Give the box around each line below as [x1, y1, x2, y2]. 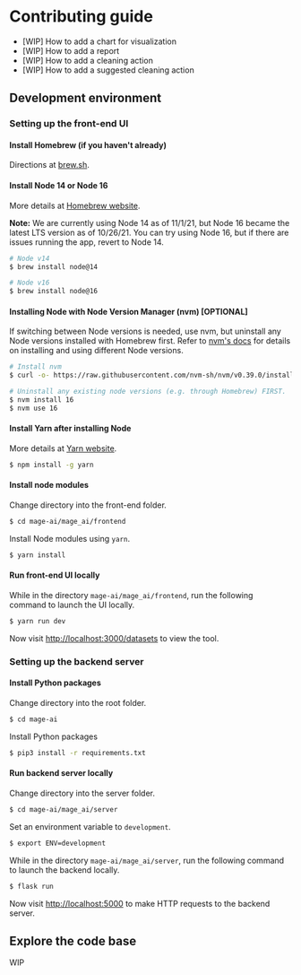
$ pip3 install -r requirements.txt [9, 748, 146, 757]
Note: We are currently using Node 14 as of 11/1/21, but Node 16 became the [9, 217, 290, 228]
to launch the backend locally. [9, 864, 120, 875]
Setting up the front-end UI [9, 118, 129, 130]
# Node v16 [9, 278, 50, 288]
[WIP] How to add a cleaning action [21, 55, 154, 65]
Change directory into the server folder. [9, 788, 155, 798]
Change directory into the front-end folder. [9, 500, 168, 510]
